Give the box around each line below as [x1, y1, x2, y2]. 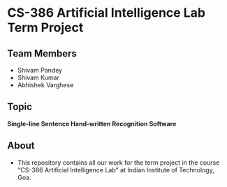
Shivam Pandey [17, 66, 63, 74]
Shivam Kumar [17, 73, 59, 82]
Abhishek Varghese [17, 81, 74, 89]
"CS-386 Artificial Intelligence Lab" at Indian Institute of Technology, [17, 165, 214, 174]
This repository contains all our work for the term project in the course [17, 158, 220, 167]
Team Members [7, 47, 77, 59]
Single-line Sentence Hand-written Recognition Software [7, 119, 177, 128]
